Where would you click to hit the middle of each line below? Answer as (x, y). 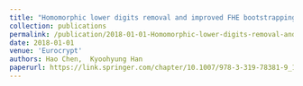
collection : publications (58, 26)
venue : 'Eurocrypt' (46, 51)
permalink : (30, 34)
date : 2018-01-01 (42, 43)
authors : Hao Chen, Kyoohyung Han (76, 59)
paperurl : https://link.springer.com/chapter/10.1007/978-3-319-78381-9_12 (155, 68)
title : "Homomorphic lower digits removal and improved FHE (125, 17)
